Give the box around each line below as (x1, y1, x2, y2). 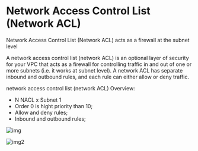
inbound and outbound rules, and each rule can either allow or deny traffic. (6, 73, 190, 80)
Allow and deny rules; (14, 109, 68, 116)
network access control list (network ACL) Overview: (6, 84, 135, 92)
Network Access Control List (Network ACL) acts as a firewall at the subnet (6, 36, 190, 43)
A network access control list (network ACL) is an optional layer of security (6, 54, 189, 61)
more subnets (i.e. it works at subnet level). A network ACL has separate (6, 67, 183, 74)
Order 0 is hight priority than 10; (14, 102, 93, 109)
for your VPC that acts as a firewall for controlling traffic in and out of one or (6, 61, 192, 68)
